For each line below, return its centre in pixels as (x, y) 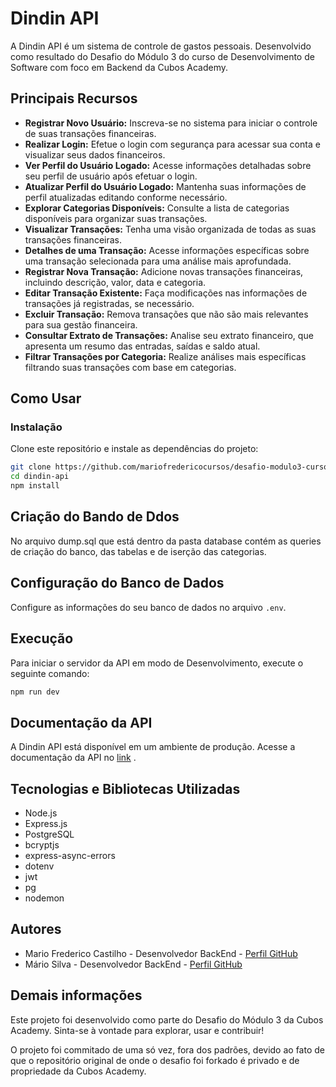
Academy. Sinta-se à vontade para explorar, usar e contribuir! (137, 1030)
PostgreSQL (49, 834)
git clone (31, 467)
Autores (36, 929)
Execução (42, 638)
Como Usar (46, 398)
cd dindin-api (40, 477)
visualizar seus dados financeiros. (95, 154)
